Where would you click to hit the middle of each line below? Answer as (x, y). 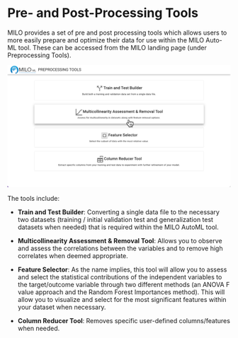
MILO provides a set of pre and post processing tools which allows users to (117, 33)
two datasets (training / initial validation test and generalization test (115, 220)
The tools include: (34, 199)
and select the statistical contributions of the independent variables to (120, 277)
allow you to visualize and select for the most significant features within (122, 300)
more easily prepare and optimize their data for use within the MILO (106, 40)
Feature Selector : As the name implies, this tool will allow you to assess (122, 269)
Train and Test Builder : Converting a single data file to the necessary (118, 212)
